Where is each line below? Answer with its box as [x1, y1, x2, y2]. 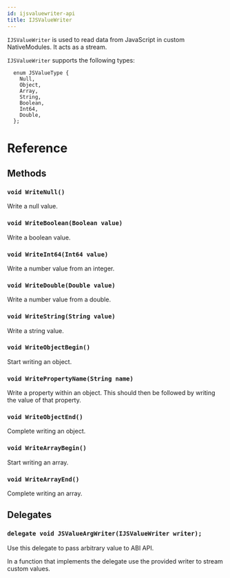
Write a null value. [7, 202, 59, 211]
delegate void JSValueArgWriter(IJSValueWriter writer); [7, 530, 202, 537]
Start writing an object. [7, 357, 72, 365]
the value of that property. [7, 396, 81, 405]
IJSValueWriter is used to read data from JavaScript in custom [7, 35, 185, 43]
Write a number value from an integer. [7, 264, 115, 272]
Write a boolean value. [7, 233, 71, 242]
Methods [7, 168, 47, 180]
